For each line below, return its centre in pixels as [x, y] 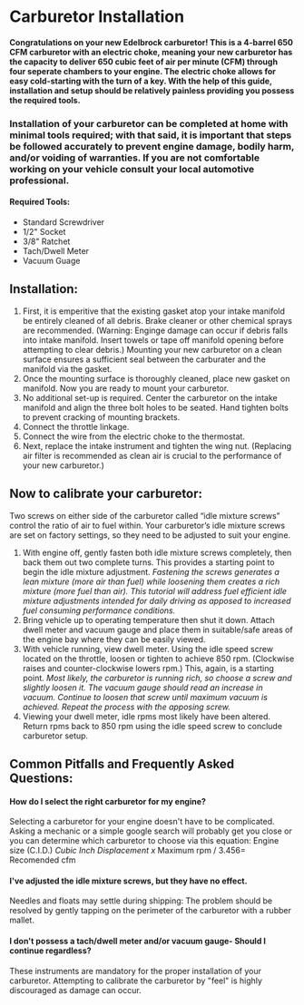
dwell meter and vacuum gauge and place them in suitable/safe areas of [157, 629]
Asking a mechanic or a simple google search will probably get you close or [151, 831]
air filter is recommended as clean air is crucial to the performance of [152, 455]
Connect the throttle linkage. [76, 426]
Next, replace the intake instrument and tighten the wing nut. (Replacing [157, 445]
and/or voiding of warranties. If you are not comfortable [135, 158]
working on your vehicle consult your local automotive [132, 169]
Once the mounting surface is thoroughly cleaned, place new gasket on [156, 378]
